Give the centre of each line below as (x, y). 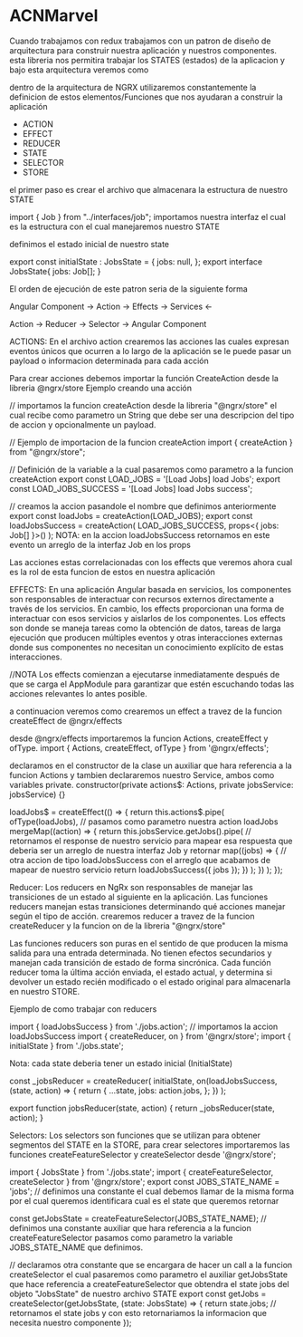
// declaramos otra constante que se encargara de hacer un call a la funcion (151, 1265)
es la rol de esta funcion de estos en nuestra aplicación (112, 572)
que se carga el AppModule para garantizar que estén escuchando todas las (152, 684)
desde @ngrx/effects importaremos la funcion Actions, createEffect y (139, 738)
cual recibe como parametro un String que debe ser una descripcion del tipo (152, 415)
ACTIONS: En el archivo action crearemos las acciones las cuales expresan (149, 341)
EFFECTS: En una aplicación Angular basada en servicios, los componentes (151, 589)
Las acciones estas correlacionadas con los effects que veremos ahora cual (151, 562)
